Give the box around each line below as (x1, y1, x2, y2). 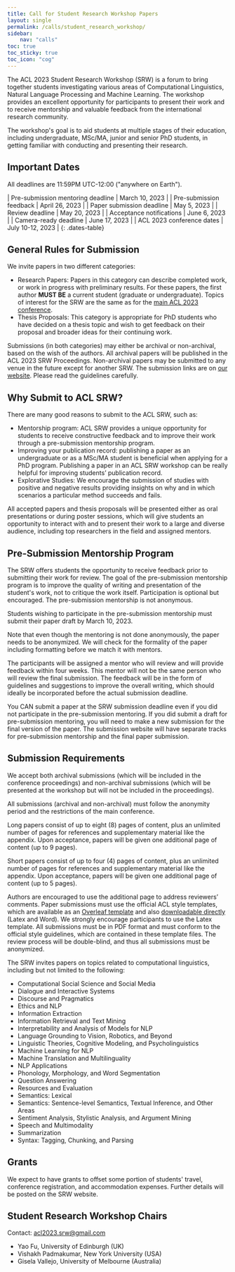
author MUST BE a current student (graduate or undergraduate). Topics (17, 290, 224, 299)
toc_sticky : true (7, 50, 58, 57)
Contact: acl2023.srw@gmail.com (7, 1229, 106, 1237)
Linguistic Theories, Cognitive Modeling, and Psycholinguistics (17, 1039, 199, 1047)
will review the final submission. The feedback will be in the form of (7, 674, 202, 682)
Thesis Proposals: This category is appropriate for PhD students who (17, 313, 217, 321)
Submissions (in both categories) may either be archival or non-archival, (7, 342, 216, 350)
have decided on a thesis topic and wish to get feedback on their (17, 321, 206, 329)
